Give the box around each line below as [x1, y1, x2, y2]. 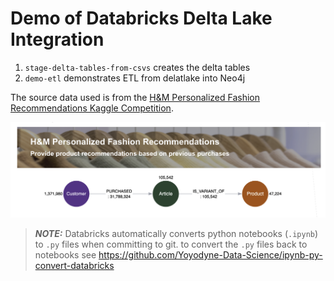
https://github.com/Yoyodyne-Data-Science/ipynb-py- [98, 249, 323, 261]
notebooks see [34, 249, 97, 261]
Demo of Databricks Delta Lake [10, 7, 273, 30]
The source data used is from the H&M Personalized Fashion [10, 91, 261, 103]
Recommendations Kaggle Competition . [10, 102, 174, 114]
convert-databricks [34, 260, 115, 271]
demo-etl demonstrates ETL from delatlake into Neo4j [24, 72, 246, 84]
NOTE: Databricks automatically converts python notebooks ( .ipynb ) [34, 228, 319, 239]
